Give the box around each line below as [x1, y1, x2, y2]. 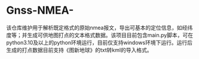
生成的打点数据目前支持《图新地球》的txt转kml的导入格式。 [6, 46, 152, 54]
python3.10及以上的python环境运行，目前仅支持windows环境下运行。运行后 [6, 39, 193, 46]
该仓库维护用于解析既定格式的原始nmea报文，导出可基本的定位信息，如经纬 [6, 24, 193, 31]
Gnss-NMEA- [6, 4, 74, 17]
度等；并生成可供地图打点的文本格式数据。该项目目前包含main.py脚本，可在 [6, 31, 193, 39]
